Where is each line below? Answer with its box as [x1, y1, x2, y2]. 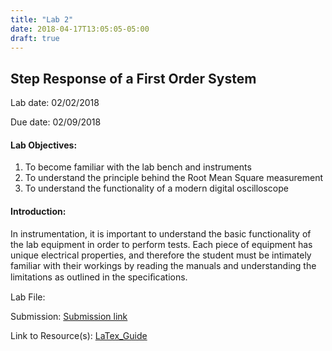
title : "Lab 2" [10, 14, 74, 25]
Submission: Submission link [10, 310, 128, 322]
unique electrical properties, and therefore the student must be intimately [10, 249, 312, 261]
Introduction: [10, 205, 67, 217]
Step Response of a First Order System [10, 70, 257, 87]
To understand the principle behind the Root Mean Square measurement [24, 172, 324, 184]
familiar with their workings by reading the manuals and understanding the [10, 259, 317, 271]
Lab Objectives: [10, 139, 78, 151]
